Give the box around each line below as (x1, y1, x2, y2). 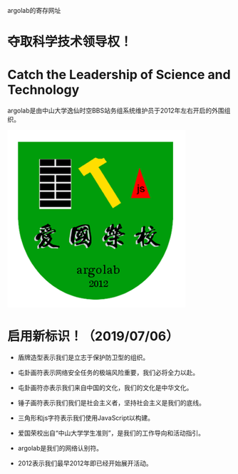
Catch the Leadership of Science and (7, 67, 231, 83)
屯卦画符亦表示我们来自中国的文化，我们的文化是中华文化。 (17, 384, 193, 392)
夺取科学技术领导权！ (7, 34, 133, 50)
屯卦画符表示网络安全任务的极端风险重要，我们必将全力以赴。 (17, 369, 200, 377)
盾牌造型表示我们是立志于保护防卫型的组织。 (17, 353, 150, 362)
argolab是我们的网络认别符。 (17, 444, 103, 453)
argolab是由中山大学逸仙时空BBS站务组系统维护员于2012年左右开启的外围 (7, 106, 224, 115)
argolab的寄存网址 (7, 6, 61, 14)
